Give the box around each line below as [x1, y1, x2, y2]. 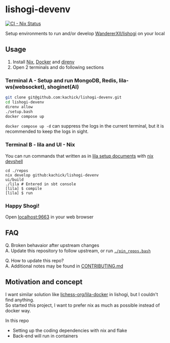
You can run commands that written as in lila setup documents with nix [5, 153, 154, 159]
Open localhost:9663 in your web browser [5, 214, 94, 220]
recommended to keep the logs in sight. [5, 129, 89, 135]
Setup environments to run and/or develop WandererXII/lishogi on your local [5, 30, 165, 36]
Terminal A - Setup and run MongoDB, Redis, [5, 77, 118, 84]
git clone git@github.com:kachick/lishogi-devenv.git [5, 95, 122, 100]
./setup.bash [5, 109, 33, 114]
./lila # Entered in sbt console [5, 181, 76, 187]
